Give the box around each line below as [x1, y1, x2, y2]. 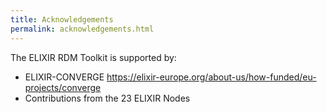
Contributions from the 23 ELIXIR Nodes [24, 92, 191, 104]
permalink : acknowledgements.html [10, 24, 155, 34]
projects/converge [24, 81, 102, 93]
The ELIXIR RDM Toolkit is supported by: [10, 51, 177, 63]
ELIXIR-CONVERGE [24, 71, 105, 83]
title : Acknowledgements [10, 14, 114, 25]
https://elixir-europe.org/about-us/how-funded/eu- [106, 71, 317, 83]
